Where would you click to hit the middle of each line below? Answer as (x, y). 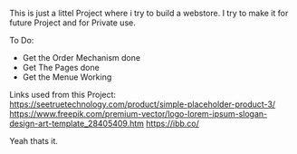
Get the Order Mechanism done (81, 58)
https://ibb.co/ (172, 123)
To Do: (22, 40)
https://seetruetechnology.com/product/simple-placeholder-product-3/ (143, 104)
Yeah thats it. (34, 141)
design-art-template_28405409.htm (77, 123)
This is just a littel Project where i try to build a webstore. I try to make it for (149, 13)
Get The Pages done (61, 67)
